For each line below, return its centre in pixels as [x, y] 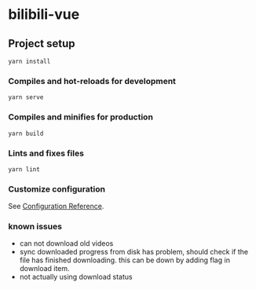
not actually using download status [76, 277]
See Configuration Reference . [56, 207]
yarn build [26, 134]
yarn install [29, 61]
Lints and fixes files [46, 153]
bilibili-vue [44, 15]
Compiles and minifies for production [80, 117]
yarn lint [24, 169]
